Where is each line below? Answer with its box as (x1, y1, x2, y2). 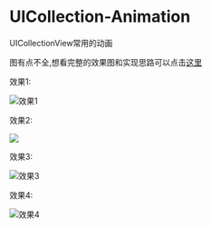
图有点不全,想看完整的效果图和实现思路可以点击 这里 (9, 56, 203, 67)
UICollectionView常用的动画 (9, 37, 113, 48)
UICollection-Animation (9, 6, 191, 27)
